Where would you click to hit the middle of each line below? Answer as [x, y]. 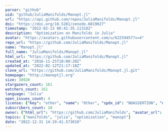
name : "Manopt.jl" [24, 47]
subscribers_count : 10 [29, 108]
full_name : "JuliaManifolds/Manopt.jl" [47, 52]
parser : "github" [23, 10]
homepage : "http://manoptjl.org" [40, 75]
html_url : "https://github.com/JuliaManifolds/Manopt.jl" [67, 56]
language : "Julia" [24, 94]
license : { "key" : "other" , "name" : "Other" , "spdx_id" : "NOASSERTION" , [81, 103]
